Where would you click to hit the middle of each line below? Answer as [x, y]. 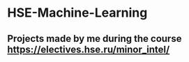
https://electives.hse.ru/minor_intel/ [89, 49]
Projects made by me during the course [94, 39]
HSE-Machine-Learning [77, 13]
